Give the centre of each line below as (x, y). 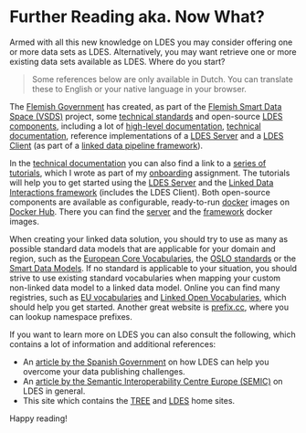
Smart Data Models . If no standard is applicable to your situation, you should (153, 268)
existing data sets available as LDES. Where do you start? (117, 61)
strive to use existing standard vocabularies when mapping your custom (145, 278)
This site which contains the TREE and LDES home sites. (129, 400)
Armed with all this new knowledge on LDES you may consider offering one (151, 42)
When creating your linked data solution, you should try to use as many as (149, 238)
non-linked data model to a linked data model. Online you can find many (145, 287)
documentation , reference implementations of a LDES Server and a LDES (147, 135)
